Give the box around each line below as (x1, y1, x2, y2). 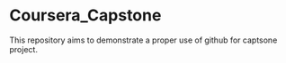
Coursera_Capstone (9, 5, 162, 26)
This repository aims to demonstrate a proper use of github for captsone (9, 35, 278, 45)
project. (9, 43, 39, 54)
